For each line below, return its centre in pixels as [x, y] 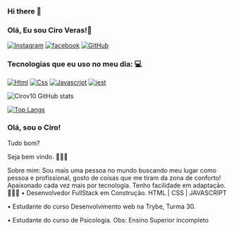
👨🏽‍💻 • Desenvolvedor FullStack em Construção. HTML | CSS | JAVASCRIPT [117, 192]
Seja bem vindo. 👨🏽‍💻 [38, 156]
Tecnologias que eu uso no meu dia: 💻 [75, 64]
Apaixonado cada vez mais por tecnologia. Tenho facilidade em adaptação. [117, 185]
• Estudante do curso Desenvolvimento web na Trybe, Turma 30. [101, 206]
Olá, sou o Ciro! [34, 127]
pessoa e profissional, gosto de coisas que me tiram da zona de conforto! [114, 177]
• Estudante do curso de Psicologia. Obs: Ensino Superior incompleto [108, 220]
